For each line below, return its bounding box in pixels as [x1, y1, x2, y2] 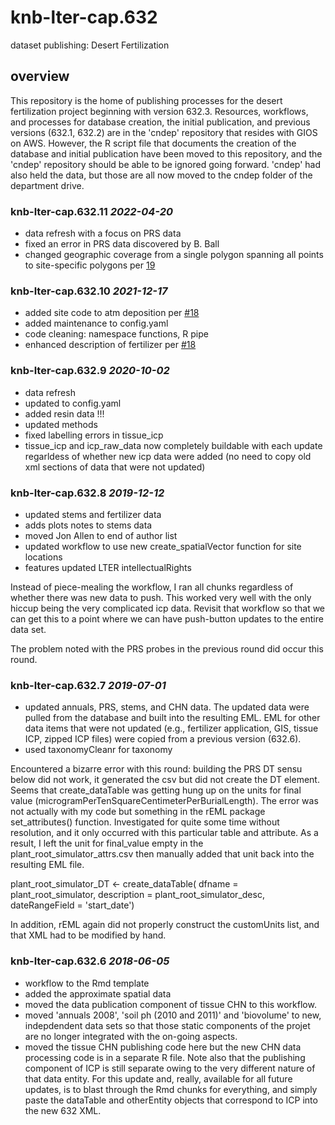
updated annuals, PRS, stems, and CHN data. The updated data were [24, 701, 310, 713]
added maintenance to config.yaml [24, 317, 169, 330]
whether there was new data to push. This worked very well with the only [10, 591, 312, 603]
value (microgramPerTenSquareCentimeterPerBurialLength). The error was [10, 795, 319, 807]
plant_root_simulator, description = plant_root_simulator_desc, [10, 889, 265, 901]
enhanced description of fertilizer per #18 [24, 339, 197, 351]
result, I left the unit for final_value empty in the [10, 837, 204, 850]
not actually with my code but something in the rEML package [10, 806, 266, 818]
